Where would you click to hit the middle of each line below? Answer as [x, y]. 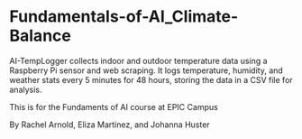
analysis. [26, 89]
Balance [41, 36]
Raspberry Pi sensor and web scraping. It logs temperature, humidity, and [146, 70]
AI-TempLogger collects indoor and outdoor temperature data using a [138, 60]
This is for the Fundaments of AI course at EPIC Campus [114, 107]
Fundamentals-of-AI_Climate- [124, 17]
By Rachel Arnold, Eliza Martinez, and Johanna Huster [110, 125]
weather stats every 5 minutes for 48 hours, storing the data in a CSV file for [151, 79]
